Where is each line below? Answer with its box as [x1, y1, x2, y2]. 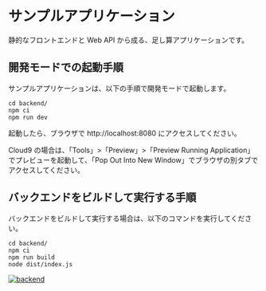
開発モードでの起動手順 [8, 61, 123, 74]
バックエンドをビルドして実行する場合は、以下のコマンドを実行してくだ [8, 213, 245, 223]
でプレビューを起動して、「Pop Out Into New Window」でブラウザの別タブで [8, 155, 259, 164]
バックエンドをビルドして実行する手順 [8, 191, 197, 204]
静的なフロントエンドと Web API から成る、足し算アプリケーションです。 [8, 35, 249, 45]
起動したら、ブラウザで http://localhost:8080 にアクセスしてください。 [8, 128, 241, 138]
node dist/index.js [8, 260, 73, 268]
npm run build [8, 253, 56, 262]
